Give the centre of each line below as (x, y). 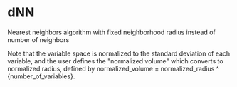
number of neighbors (38, 39)
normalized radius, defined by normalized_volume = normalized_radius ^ (113, 68)
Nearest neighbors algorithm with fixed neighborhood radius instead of (111, 32)
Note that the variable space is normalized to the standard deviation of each (119, 53)
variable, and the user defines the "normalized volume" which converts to (115, 61)
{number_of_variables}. (41, 76)
